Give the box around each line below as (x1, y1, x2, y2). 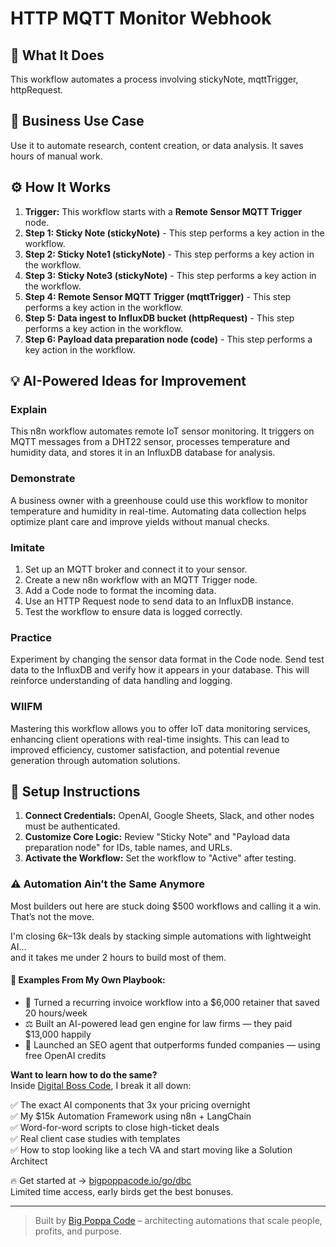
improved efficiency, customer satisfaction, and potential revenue (10, 743, 281, 756)
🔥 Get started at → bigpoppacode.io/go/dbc (10, 1174, 192, 1186)
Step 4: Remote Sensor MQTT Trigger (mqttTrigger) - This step (24, 290, 292, 302)
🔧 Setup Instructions (10, 783, 141, 800)
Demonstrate (10, 472, 76, 486)
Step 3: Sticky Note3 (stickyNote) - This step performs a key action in (24, 269, 317, 281)
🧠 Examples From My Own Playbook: (10, 974, 166, 986)
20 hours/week (24, 1007, 88, 1019)
